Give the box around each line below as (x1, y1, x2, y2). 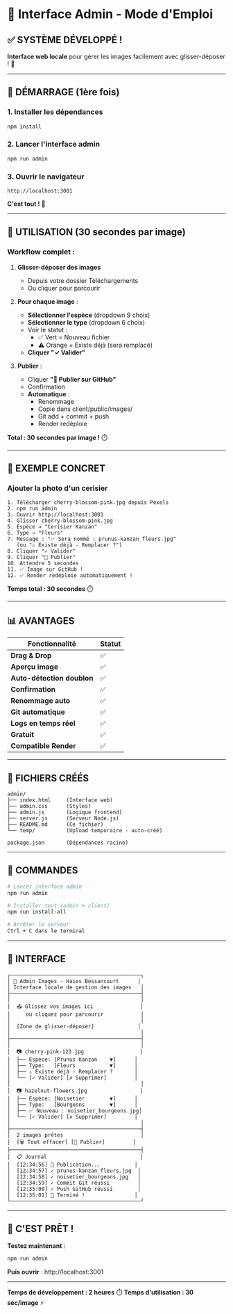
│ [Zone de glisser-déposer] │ (7, 1023, 141, 1030)
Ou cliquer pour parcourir (27, 284, 101, 292)
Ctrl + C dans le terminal (7, 927, 85, 934)
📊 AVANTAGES (7, 615, 75, 626)
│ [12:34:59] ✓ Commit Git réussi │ (7, 1179, 141, 1186)
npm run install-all (7, 909, 67, 916)
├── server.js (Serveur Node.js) (7, 815, 119, 822)
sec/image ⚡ (7, 1298, 44, 1306)
